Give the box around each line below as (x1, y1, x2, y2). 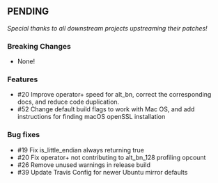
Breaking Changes (7, 41, 72, 51)
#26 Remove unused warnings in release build (17, 160, 151, 169)
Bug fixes (7, 130, 40, 140)
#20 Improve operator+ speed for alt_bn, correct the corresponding (17, 90, 212, 99)
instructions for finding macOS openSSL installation (17, 113, 166, 121)
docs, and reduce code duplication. (17, 97, 120, 106)
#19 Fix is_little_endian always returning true (17, 145, 145, 154)
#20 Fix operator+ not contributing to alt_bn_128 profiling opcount (17, 153, 206, 161)
